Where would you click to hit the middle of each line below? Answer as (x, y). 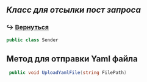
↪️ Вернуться (27, 27)
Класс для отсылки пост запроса (74, 10)
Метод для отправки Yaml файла (72, 59)
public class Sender (33, 40)
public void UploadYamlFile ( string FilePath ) (68, 73)
